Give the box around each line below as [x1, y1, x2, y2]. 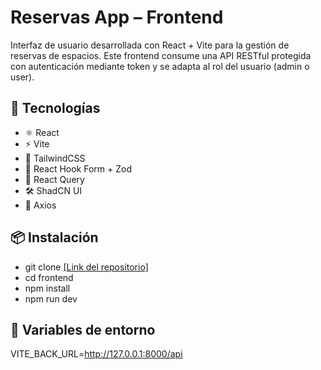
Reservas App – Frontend [10, 6, 224, 29]
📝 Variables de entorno [10, 321, 156, 338]
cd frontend [24, 271, 74, 283]
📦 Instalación [10, 229, 99, 246]
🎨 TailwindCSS [24, 152, 86, 164]
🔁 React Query [24, 173, 85, 185]
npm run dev [24, 292, 78, 305]
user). [10, 71, 35, 83]
